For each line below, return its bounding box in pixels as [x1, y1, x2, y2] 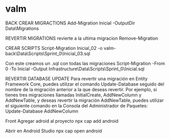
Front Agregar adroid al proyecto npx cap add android [5, 118, 119, 124]
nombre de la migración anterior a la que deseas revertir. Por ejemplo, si [5, 86, 157, 92]
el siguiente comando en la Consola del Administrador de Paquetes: [5, 102, 148, 108]
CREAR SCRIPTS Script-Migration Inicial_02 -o [5, 45, 103, 51]
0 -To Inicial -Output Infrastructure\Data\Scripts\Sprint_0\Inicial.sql [5, 66, 144, 72]
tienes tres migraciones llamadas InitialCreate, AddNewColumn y [5, 92, 142, 98]
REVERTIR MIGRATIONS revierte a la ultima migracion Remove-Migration [5, 35, 158, 41]
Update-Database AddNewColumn [5, 108, 79, 114]
